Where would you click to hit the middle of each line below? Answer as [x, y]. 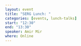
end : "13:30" [18, 27]
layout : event [19, 9]
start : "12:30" [20, 23]
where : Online [19, 36]
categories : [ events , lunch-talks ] [41, 18]
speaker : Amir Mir [24, 32]
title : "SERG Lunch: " [28, 14]
